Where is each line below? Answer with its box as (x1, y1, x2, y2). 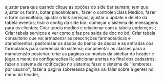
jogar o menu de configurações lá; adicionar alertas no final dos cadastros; (5, 56, 156, 61)
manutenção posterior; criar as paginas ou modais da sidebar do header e (5, 51, 155, 57)
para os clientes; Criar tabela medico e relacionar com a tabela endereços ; (5, 25, 156, 31)
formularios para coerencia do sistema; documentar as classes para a (5, 46, 145, 51)
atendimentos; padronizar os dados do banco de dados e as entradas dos (5, 41, 154, 46)
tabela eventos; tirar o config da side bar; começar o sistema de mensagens (5, 20, 159, 25)
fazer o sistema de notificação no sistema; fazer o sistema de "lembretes (5, 61, 152, 67)
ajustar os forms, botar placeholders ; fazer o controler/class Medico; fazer (5, 9, 156, 15)
